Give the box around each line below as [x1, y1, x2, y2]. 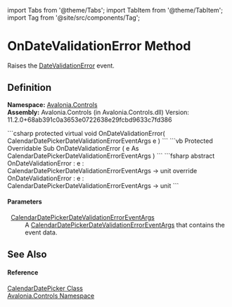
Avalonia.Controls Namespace [7, 292, 95, 300]
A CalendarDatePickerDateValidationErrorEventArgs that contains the [25, 220, 225, 229]
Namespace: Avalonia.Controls [7, 100, 98, 108]
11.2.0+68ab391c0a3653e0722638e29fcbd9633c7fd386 [7, 115, 172, 124]
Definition [7, 82, 51, 94]
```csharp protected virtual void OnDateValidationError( [7, 129, 165, 137]
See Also [7, 249, 47, 261]
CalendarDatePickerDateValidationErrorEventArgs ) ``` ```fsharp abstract [7, 151, 215, 160]
